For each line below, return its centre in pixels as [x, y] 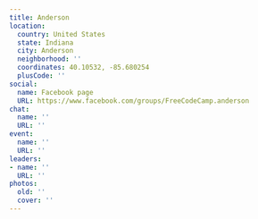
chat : [19, 109]
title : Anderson [39, 17]
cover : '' [35, 201]
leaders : [25, 159]
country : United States [61, 34]
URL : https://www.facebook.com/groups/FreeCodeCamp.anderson [133, 101]
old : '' [32, 192]
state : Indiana [46, 42]
